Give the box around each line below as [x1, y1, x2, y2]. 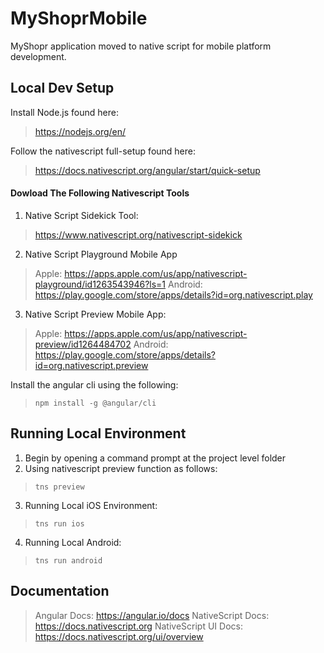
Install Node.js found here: [10, 106, 119, 118]
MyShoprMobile [10, 7, 148, 30]
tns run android [34, 555, 103, 566]
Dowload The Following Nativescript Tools [10, 187, 190, 199]
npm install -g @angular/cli [34, 398, 157, 408]
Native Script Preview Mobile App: [24, 308, 167, 320]
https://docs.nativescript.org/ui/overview [34, 630, 204, 642]
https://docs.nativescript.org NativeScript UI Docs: [34, 620, 243, 632]
